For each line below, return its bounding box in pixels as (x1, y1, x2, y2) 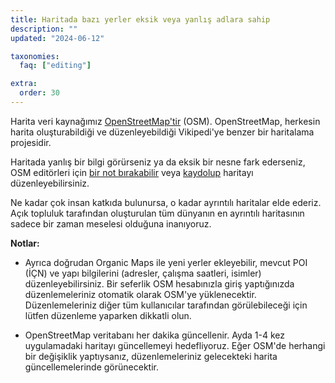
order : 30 (19, 88, 60, 98)
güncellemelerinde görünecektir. (24, 361, 159, 373)
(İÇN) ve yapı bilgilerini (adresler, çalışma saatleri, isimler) (24, 267, 262, 279)
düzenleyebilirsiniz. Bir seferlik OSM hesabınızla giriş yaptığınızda (24, 277, 295, 290)
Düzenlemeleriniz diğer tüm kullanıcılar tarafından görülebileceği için (24, 299, 308, 311)
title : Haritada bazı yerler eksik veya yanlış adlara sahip (10, 14, 271, 25)
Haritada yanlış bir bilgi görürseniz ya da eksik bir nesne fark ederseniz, (10, 156, 306, 168)
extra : (10, 79, 38, 89)
